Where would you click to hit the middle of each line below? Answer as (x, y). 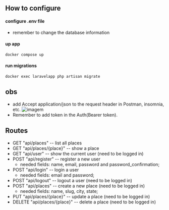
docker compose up (24, 55)
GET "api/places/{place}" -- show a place (56, 148)
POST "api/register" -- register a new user (57, 159)
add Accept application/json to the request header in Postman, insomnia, (88, 104)
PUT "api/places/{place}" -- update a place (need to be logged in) (81, 196)
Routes (17, 131)
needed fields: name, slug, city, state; (59, 191)
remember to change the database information (61, 32)
